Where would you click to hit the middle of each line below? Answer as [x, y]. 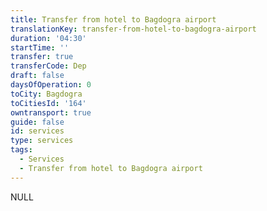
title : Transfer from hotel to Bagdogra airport [113, 19]
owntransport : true [51, 112]
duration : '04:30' [48, 38]
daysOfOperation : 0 [51, 85]
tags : [21, 150]
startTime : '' [40, 47]
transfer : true [42, 57]
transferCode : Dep [48, 66]
